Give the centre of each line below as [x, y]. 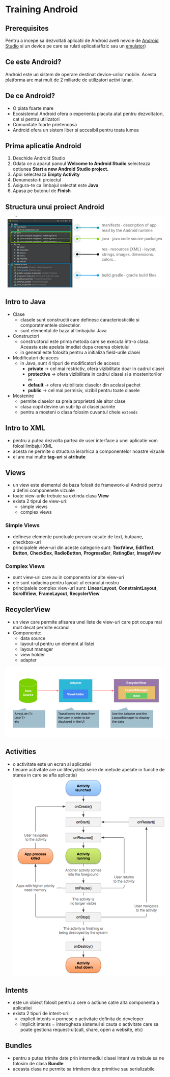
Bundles [19, 1046]
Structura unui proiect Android [55, 207]
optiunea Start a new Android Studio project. [61, 169]
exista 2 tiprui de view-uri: [40, 501]
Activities [21, 752]
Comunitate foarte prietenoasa [45, 124]
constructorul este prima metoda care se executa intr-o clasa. [85, 341]
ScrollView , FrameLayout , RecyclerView [56, 593]
